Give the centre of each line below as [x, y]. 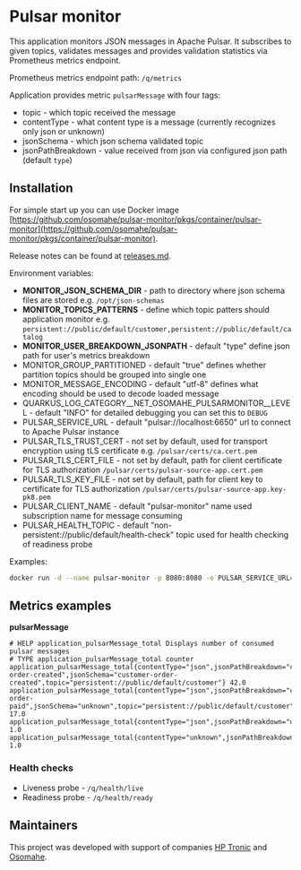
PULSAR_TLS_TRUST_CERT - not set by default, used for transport [145, 441]
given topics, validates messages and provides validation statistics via [138, 50]
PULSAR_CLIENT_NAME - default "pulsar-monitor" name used [137, 506]
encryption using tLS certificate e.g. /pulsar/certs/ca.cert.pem [140, 451]
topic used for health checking [232, 534]
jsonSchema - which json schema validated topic [113, 141]
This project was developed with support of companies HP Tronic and [138, 847]
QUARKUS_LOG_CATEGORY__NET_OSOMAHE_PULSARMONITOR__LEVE [156, 403]
